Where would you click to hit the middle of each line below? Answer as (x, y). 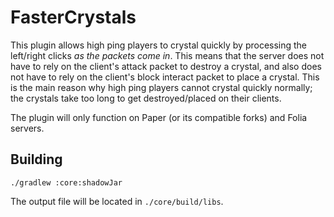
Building (36, 159)
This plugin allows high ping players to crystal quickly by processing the (159, 45)
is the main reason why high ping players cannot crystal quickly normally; (161, 87)
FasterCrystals (73, 17)
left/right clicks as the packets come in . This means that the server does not (167, 55)
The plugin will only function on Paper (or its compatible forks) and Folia (159, 117)
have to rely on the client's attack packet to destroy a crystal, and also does (166, 66)
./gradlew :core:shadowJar (66, 182)
